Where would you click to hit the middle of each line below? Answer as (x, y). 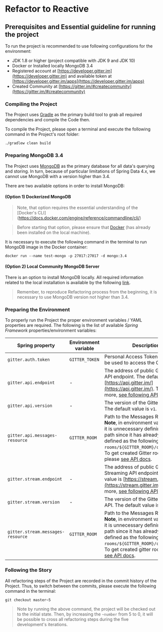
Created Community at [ (36, 86)
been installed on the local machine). (54, 232)
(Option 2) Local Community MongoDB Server (52, 267)
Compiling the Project (31, 104)
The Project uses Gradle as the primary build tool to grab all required (73, 114)
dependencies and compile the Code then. (48, 120)
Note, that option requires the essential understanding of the (77, 208)
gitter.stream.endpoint (35, 479)
